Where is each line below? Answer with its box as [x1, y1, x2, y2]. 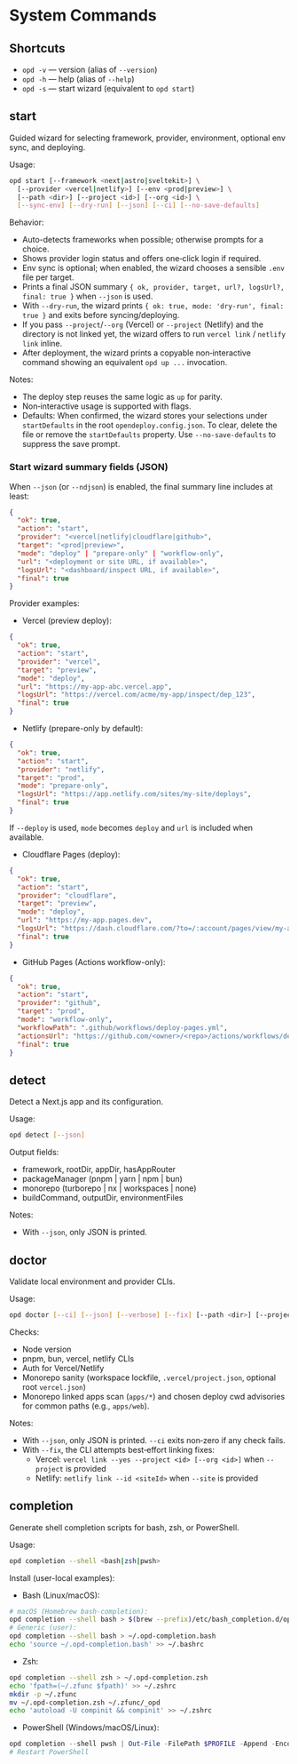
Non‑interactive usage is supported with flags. [21, 401, 192, 411]
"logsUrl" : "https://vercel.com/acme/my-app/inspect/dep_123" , [17, 690, 255, 699]
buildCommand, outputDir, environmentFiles [21, 1193, 184, 1203]
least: [9, 491, 29, 501]
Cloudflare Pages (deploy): [21, 849, 121, 859]
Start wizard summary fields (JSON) [9, 461, 169, 474]
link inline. [21, 339, 63, 349]
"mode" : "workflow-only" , [17, 1015, 114, 1025]
